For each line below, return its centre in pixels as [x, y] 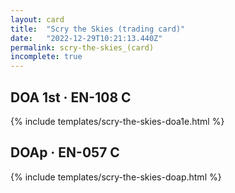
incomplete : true [46, 57]
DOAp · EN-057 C [65, 152]
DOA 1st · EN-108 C [71, 97]
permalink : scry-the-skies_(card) [82, 47]
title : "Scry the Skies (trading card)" [98, 29]
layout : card [37, 19]
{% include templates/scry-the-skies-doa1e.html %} [117, 121]
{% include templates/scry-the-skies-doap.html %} [116, 177]
